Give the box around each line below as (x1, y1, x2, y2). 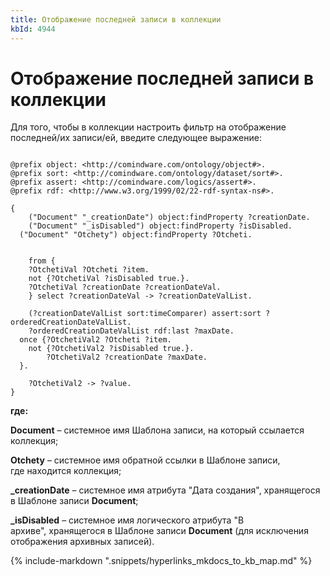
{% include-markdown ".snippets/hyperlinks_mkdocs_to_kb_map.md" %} (10, 555, 313, 567)
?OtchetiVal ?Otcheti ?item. (28, 265, 150, 275)
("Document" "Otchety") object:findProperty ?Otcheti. (19, 230, 253, 240)
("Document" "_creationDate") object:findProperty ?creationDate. (28, 212, 311, 223)
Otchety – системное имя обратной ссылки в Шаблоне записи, (10, 454, 281, 466)
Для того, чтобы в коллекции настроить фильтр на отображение (10, 121, 287, 133)
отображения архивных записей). (10, 536, 155, 548)
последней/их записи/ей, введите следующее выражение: (10, 132, 262, 144)
